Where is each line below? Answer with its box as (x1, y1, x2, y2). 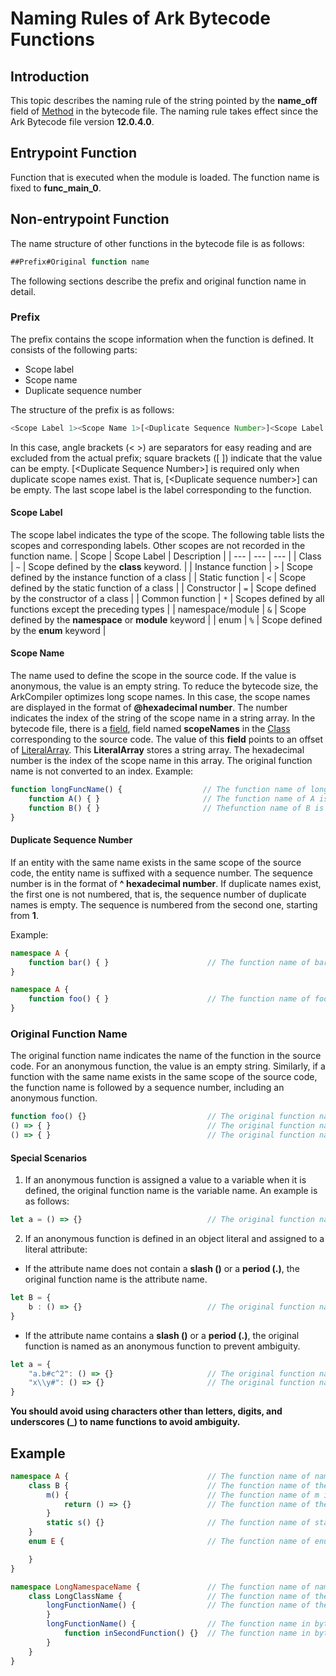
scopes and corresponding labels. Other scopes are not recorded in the (10, 539, 306, 551)
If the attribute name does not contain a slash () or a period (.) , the (24, 1263, 300, 1275)
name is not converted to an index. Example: (10, 765, 194, 777)
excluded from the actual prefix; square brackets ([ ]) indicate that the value (10, 452, 323, 464)
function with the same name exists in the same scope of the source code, (10, 1071, 318, 1083)
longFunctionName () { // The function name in (46, 1619, 311, 1629)
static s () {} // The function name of (46, 1518, 311, 1528)
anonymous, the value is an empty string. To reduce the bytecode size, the (10, 680, 319, 692)
